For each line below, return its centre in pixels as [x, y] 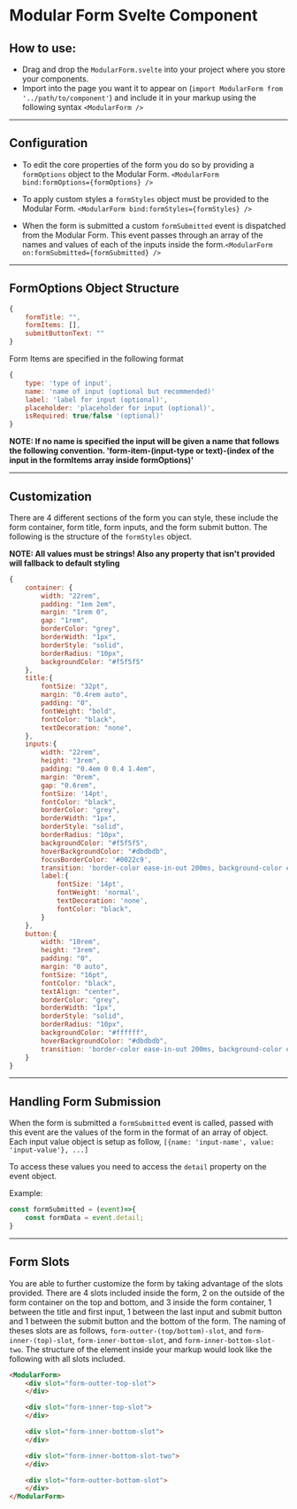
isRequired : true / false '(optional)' [95, 416]
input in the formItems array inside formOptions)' [102, 460]
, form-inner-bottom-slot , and [127, 1340]
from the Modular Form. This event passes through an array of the [142, 235]
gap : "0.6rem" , [69, 786]
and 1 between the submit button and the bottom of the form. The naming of [148, 1321]
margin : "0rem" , [71, 777]
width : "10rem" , [71, 942]
